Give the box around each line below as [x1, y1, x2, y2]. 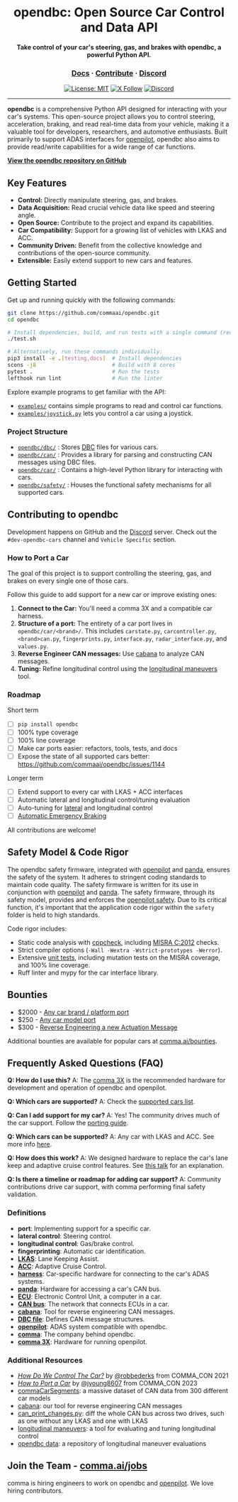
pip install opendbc [17, 721, 79, 729]
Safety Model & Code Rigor [7, 847, 129, 859]
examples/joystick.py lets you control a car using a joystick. [17, 409, 193, 417]
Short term [7, 706, 39, 714]
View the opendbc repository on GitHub [7, 156, 127, 165]
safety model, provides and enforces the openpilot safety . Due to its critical [7, 895, 227, 903]
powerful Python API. [86, 50, 152, 59]
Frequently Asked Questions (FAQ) [7, 1057, 164, 1070]
